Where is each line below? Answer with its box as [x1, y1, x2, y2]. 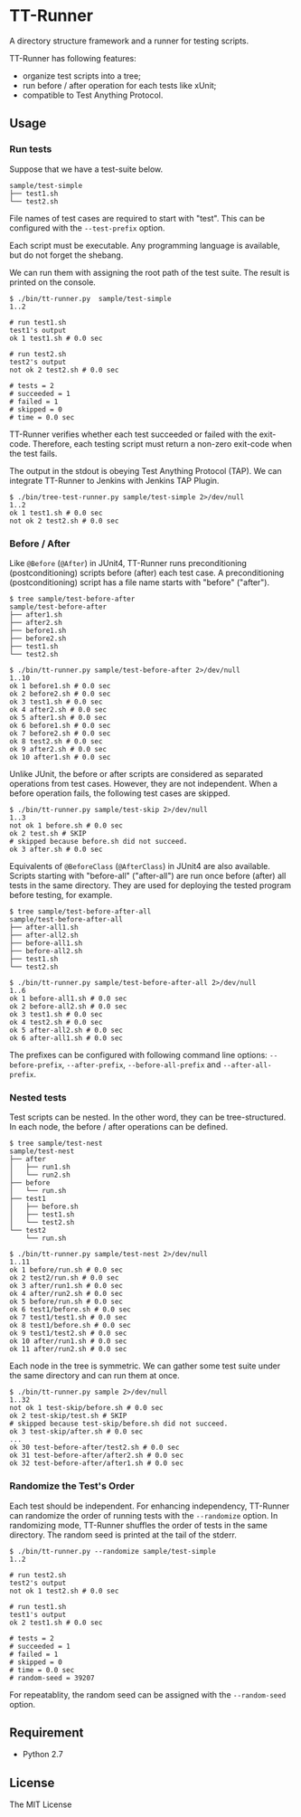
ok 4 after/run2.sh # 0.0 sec [9, 1290, 124, 1299]
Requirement [9, 1725, 84, 1740]
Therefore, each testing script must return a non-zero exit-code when [33, 438, 292, 449]
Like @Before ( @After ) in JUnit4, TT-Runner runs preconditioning [9, 557, 247, 568]
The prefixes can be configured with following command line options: [9, 1049, 268, 1060]
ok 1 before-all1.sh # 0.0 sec [9, 994, 127, 1003]
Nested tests [9, 1091, 67, 1103]
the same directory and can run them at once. [9, 1370, 180, 1381]
